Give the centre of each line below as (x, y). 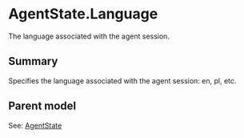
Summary (33, 61)
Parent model (42, 106)
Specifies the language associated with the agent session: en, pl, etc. (122, 80)
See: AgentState (35, 125)
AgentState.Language (83, 14)
